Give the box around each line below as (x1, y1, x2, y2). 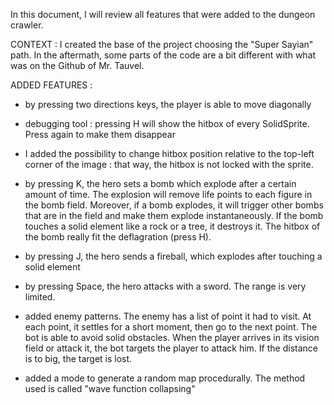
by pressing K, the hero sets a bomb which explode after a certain (24, 178, 297, 189)
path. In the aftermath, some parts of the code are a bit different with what (10, 49, 317, 61)
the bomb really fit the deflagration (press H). (24, 231, 212, 243)
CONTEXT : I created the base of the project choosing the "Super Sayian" (10, 39, 314, 50)
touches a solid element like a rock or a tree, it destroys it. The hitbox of (24, 220, 321, 232)
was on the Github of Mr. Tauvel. (10, 60, 145, 71)
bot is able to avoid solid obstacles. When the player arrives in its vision (24, 332, 320, 343)
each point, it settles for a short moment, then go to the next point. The (24, 321, 318, 333)
